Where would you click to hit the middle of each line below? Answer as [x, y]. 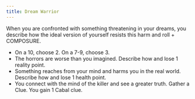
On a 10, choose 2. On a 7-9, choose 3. [62, 52]
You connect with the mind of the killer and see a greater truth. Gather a [102, 84]
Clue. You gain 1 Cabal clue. [48, 90]
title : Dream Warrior [33, 11]
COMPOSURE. [24, 41]
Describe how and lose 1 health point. [60, 77]
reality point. [30, 65]
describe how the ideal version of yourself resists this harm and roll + [90, 34]
